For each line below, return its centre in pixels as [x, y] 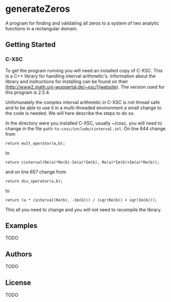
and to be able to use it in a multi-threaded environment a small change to [83, 108]
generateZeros [38, 9]
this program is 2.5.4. [28, 92]
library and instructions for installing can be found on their [67, 81]
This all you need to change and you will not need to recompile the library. [83, 209]
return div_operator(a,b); [34, 181]
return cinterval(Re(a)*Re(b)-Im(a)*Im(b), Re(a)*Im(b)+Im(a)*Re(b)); [82, 162]
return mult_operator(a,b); [35, 143]
